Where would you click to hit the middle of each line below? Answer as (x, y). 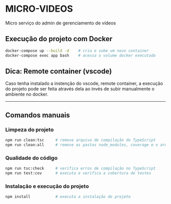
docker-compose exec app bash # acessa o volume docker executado (81, 55)
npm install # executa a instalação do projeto (68, 197)
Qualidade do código (31, 158)
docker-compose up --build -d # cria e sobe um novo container (77, 51)
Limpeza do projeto (30, 129)
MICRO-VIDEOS (39, 9)
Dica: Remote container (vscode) (59, 71)
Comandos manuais (38, 115)
